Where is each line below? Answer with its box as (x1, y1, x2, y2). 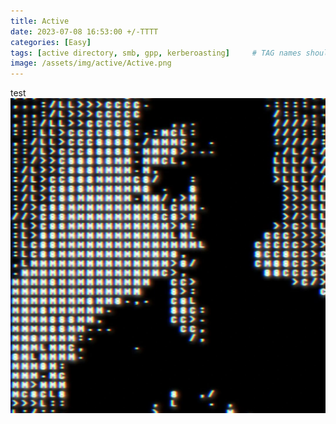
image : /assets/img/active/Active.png (10, 58, 172, 69)
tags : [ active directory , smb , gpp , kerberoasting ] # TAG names (10, 48, 302, 58)
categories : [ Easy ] (10, 37, 92, 47)
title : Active (10, 16, 70, 26)
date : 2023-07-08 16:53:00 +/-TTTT (10, 26, 159, 37)
